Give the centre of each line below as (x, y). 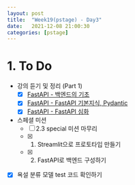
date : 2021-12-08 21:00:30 (48, 26)
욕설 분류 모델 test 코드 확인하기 (59, 175)
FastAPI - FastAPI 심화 (58, 112)
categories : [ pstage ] (38, 32)
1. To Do (30, 66)
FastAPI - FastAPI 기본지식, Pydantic (77, 103)
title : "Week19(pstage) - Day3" (55, 20)
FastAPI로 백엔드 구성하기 (72, 160)
